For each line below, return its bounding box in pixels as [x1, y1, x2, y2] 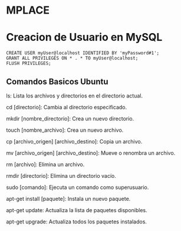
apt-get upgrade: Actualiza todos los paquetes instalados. [6, 218, 147, 225]
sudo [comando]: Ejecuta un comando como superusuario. [6, 184, 149, 191]
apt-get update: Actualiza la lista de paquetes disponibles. [6, 206, 147, 213]
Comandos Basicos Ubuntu [6, 76, 108, 86]
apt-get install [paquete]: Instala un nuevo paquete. [6, 195, 131, 202]
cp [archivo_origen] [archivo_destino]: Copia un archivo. [6, 138, 143, 145]
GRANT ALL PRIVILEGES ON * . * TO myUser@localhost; [6, 56, 139, 61]
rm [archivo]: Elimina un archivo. [6, 161, 85, 168]
